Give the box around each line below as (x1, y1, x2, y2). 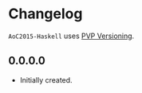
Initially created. (19, 75, 73, 84)
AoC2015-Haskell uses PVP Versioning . (8, 31, 135, 41)
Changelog (8, 5, 83, 23)
